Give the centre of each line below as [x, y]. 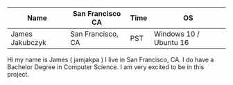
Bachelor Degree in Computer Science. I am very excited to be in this [106, 67]
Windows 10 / [176, 34]
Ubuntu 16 [171, 42]
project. [18, 74]
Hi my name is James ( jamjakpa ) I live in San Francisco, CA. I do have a [111, 59]
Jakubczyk [28, 42]
